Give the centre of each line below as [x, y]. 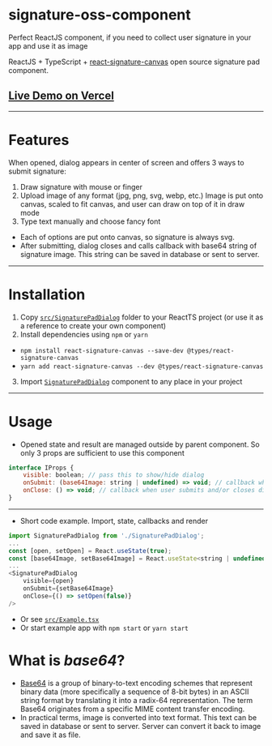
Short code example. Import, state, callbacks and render [114, 521]
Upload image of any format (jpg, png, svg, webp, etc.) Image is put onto [142, 195]
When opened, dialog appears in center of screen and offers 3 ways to [126, 162]
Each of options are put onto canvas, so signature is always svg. [127, 237]
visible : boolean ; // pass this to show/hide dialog [114, 475]
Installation [47, 294]
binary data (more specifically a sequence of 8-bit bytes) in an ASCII [134, 692]
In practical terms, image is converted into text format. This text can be [138, 717]
